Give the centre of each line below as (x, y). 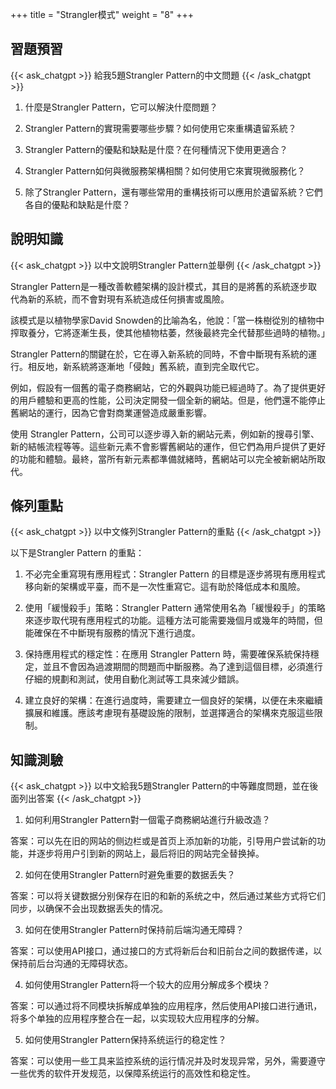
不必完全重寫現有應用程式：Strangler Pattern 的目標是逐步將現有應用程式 (175, 574)
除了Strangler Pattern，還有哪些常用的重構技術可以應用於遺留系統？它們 (173, 192)
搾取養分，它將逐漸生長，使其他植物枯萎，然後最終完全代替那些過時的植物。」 (170, 332)
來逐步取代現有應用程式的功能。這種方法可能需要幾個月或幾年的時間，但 (173, 620)
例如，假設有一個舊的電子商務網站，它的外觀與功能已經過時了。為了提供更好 (168, 387)
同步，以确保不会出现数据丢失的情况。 (89, 909)
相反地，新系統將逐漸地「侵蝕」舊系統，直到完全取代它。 (146, 366)
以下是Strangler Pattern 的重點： (77, 553)
